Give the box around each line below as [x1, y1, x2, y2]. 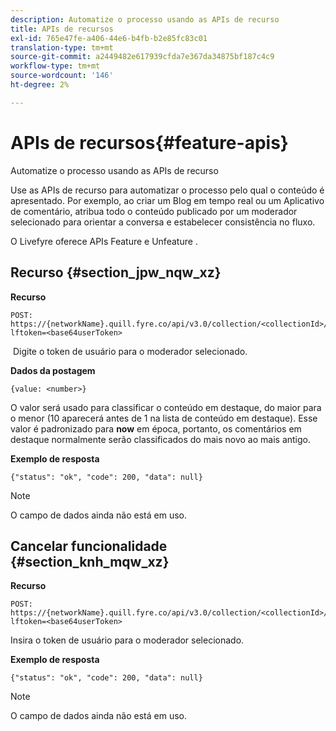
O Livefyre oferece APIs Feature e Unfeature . [10, 235, 198, 247]
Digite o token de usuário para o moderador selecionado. [12, 345, 248, 357]
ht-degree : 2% [10, 80, 70, 90]
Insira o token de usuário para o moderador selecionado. [10, 634, 245, 646]
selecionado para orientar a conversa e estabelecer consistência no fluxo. [10, 216, 316, 228]
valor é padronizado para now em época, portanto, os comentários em [10, 422, 302, 435]
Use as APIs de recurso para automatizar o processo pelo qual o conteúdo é [10, 184, 325, 196]
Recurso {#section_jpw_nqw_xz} [10, 264, 222, 281]
